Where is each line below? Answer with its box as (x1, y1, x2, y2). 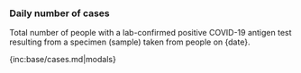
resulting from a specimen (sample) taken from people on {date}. (9, 36, 251, 47)
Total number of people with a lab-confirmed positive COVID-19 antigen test (9, 28, 292, 38)
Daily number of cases (9, 7, 110, 20)
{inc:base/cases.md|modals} (9, 54, 117, 65)
